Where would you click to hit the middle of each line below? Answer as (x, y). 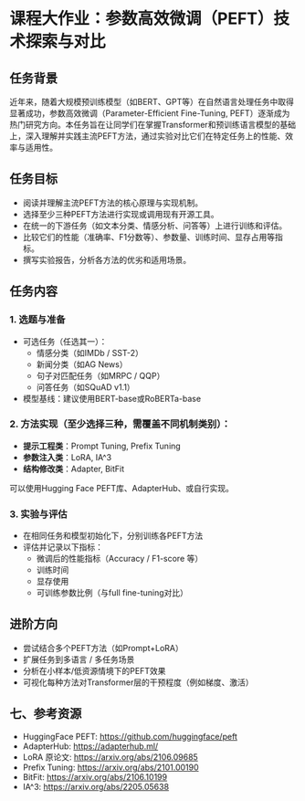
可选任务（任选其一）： (65, 341)
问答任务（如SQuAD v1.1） (85, 387)
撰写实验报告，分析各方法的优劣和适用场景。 (107, 259)
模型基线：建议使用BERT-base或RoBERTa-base (112, 398)
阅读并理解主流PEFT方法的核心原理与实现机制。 (113, 203)
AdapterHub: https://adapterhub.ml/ (90, 746)
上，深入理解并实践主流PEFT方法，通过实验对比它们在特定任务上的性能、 (147, 136)
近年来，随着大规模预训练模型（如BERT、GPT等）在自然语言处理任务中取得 (152, 102)
